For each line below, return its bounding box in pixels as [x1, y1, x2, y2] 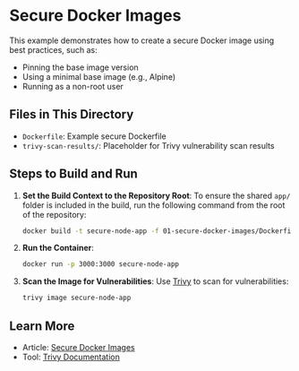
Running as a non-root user [21, 81, 124, 91]
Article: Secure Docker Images [21, 342, 136, 352]
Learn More [9, 318, 75, 333]
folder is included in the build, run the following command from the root [21, 199, 286, 211]
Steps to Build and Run [9, 167, 139, 182]
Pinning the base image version [21, 62, 139, 73]
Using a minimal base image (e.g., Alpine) [21, 71, 176, 82]
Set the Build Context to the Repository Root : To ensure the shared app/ [21, 190, 291, 201]
